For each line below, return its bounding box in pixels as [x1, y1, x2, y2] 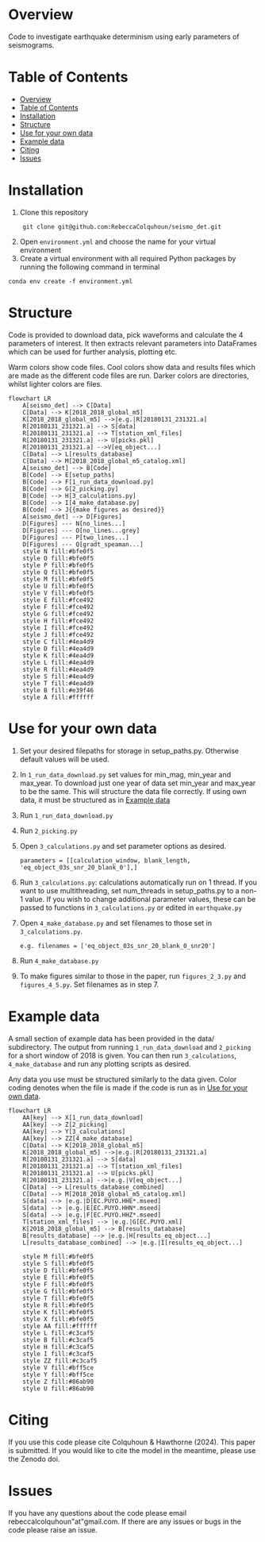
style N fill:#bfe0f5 [22, 547, 94, 555]
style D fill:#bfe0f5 [22, 1266, 94, 1274]
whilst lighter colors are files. [8, 379, 103, 388]
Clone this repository [19, 207, 89, 217]
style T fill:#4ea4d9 [22, 679, 94, 688]
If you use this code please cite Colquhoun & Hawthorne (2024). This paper [8, 1437, 256, 1447]
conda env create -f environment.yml [8, 277, 133, 285]
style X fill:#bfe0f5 [22, 1315, 94, 1323]
